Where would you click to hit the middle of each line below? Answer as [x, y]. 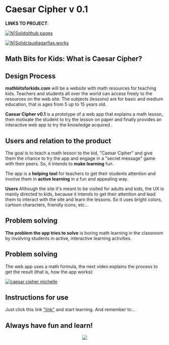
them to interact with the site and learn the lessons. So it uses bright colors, [84, 199]
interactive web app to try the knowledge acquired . [59, 125]
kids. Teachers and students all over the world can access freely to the [79, 94]
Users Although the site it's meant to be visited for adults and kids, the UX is [84, 189]
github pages [39, 33]
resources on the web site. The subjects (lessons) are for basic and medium [84, 99]
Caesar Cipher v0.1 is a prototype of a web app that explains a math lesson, [84, 114]
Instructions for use [37, 297]
